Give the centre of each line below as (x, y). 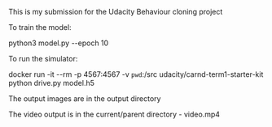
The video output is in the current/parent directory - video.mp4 (114, 114)
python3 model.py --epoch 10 (59, 43)
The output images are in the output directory (85, 99)
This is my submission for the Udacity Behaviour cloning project (116, 12)
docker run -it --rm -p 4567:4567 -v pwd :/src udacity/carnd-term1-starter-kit (136, 74)
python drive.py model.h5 (52, 83)
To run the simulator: (43, 59)
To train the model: (40, 27)
